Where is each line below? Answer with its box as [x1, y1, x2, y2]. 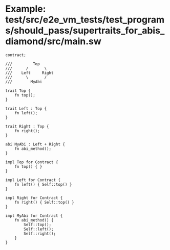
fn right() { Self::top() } [14, 199, 74, 205]
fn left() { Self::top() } [14, 182, 72, 187]
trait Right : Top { [5, 123, 50, 129]
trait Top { [5, 88, 31, 93]
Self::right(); [24, 231, 56, 236]
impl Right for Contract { [5, 195, 63, 201]
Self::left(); [24, 227, 54, 232]
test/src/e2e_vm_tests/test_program [5, 14, 165, 26]
